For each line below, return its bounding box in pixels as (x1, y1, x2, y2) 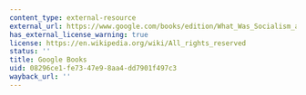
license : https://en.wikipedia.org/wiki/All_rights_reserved (9, 38, 247, 48)
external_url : (9, 22, 64, 31)
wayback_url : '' (9, 72, 71, 81)
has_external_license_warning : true (9, 30, 148, 39)
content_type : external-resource (9, 13, 137, 23)
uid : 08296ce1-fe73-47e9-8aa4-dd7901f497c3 (9, 64, 178, 73)
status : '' (9, 47, 51, 56)
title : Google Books (9, 55, 88, 64)
